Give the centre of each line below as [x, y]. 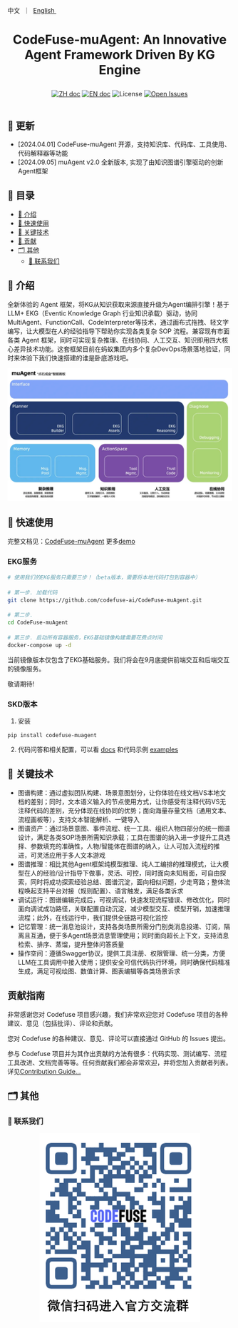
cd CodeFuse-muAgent [38, 623]
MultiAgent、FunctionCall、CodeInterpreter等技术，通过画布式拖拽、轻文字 [118, 322]
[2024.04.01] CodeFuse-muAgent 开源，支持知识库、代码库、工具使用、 [124, 144]
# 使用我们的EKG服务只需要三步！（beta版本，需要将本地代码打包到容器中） [104, 578]
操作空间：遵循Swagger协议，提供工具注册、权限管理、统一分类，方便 [121, 953]
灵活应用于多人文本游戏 [71, 855]
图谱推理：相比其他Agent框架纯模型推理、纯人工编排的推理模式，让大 [120, 864]
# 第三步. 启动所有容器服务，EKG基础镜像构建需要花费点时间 [85, 638]
